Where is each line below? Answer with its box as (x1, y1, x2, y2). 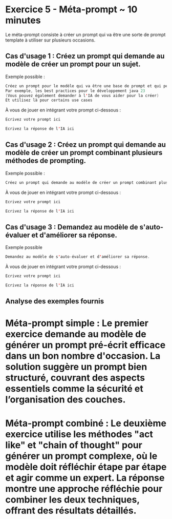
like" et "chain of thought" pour (5, 439, 142, 451)
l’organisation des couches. (5, 394, 126, 406)
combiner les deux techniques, (5, 494, 140, 505)
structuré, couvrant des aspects (5, 372, 145, 383)
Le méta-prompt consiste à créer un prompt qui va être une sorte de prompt (5, 31, 166, 37)
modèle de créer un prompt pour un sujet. (5, 60, 141, 69)
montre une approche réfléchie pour (5, 483, 163, 494)
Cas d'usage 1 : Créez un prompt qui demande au (5, 52, 165, 61)
